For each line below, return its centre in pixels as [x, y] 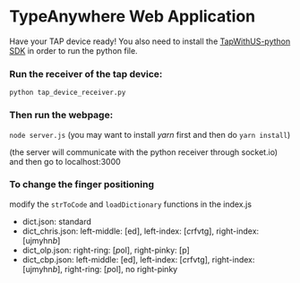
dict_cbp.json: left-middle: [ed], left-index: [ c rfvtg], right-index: [138, 259]
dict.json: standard [57, 221]
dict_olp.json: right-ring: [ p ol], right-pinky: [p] [106, 250]
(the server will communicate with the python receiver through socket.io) [144, 152]
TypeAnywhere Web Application [133, 17]
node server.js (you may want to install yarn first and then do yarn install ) [150, 134]
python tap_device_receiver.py [68, 93]
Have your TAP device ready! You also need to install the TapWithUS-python [150, 41]
